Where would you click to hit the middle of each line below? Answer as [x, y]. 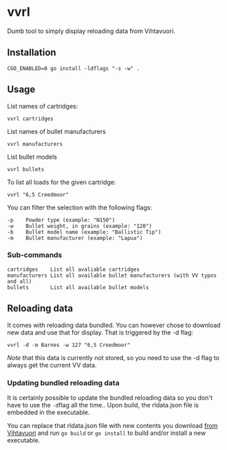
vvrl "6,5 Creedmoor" [38, 194]
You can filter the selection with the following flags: [80, 207]
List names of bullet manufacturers [57, 131]
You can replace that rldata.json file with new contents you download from [112, 425]
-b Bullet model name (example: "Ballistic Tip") [84, 232]
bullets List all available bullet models [78, 287]
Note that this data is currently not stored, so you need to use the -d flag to [113, 357]
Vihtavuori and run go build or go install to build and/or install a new [107, 433]
